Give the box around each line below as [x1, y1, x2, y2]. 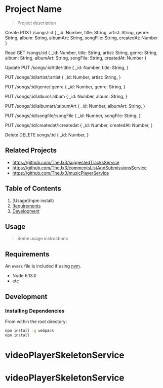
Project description [17, 20, 56, 26]
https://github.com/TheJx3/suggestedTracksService [12, 159, 120, 165]
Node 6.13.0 [12, 273, 37, 279]
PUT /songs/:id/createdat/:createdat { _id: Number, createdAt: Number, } [5, 122, 153, 128]
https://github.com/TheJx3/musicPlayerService [12, 170, 109, 176]
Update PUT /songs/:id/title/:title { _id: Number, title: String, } [5, 65, 128, 70]
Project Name [5, 3, 62, 15]
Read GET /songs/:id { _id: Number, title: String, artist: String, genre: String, [5, 50, 158, 56]
